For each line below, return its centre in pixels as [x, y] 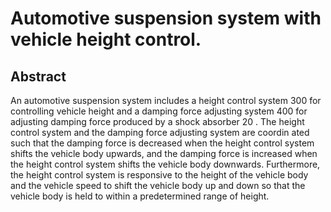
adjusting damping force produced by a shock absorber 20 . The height [157, 121]
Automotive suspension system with [166, 18]
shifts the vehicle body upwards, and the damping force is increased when [164, 153]
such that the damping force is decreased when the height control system [162, 143]
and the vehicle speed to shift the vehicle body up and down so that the [158, 185]
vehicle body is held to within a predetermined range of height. [140, 196]
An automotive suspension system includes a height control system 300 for [166, 100]
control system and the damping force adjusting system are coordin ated [160, 132]
